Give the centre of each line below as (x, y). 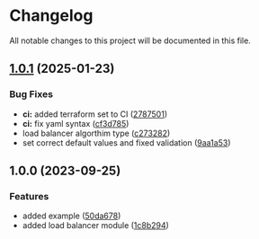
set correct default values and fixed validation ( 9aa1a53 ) (126, 142)
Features (29, 196)
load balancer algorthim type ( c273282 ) (96, 133)
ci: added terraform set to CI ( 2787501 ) (95, 114)
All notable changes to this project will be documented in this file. (130, 40)
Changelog (51, 16)
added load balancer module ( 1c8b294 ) (95, 226)
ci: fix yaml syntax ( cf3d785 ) (76, 123)
